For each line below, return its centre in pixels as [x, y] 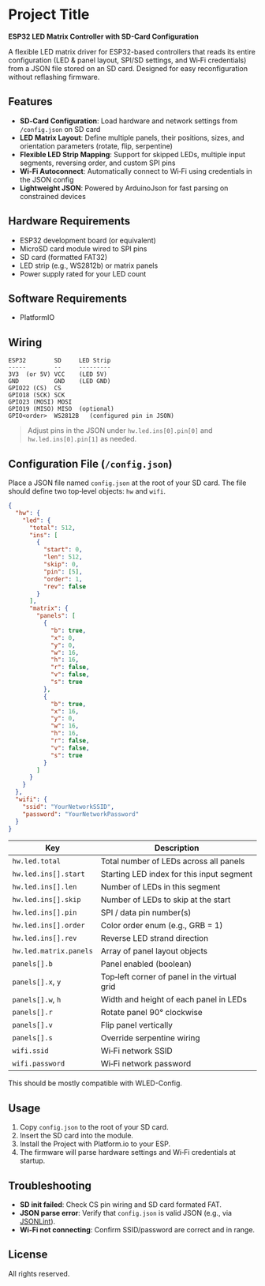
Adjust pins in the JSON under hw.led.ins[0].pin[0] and [120, 431]
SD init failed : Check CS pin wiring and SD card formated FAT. [121, 1205]
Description [177, 848]
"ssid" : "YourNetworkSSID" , [68, 807]
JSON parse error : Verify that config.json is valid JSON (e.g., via [126, 1213]
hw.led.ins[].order [49, 925]
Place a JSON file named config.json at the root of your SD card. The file [127, 483]
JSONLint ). [37, 1221]
